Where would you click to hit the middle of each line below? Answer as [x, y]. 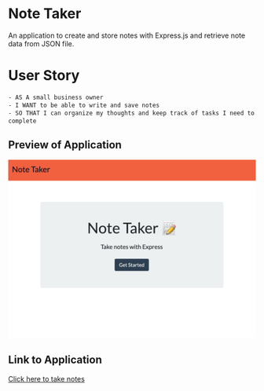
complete [22, 121]
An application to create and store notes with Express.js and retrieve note [127, 35]
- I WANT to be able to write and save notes [84, 105]
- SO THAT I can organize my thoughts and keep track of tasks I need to [132, 113]
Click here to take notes [46, 378]
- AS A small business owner [56, 97]
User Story [44, 76]
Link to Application [55, 360]
